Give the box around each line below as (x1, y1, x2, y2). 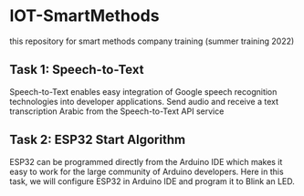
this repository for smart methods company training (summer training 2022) (9, 36, 295, 46)
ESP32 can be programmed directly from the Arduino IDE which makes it (9, 156, 283, 167)
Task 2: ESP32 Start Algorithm (9, 132, 185, 148)
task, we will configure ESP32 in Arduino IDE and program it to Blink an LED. (9, 175, 295, 187)
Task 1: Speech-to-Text (9, 62, 144, 77)
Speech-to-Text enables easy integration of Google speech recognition (9, 86, 278, 97)
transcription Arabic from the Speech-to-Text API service (9, 106, 225, 117)
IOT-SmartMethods (9, 5, 160, 26)
